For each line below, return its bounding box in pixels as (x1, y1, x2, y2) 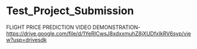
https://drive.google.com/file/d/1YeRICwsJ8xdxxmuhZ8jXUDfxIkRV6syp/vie (6, 30, 191, 37)
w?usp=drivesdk (6, 36, 47, 43)
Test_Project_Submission (6, 4, 134, 18)
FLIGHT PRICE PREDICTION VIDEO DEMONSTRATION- (6, 24, 141, 31)
